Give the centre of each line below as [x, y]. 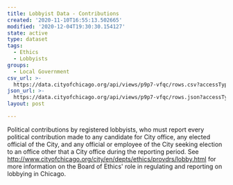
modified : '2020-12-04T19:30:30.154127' [67, 26]
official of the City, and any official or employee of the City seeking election [115, 144]
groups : [18, 65]
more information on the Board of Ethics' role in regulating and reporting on [115, 166]
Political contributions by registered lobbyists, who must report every [106, 130]
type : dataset [28, 39]
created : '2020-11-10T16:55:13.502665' [65, 20]
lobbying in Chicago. [37, 173]
